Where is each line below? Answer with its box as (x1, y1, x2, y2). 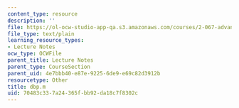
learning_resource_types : (7, 37, 84, 44)
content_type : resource (7, 10, 78, 18)
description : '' (7, 17, 55, 24)
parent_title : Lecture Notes (7, 57, 94, 64)
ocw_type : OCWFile (7, 50, 62, 58)
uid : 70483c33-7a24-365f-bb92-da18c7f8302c (7, 90, 139, 97)
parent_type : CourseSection (7, 63, 91, 70)
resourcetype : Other (7, 76, 69, 84)
